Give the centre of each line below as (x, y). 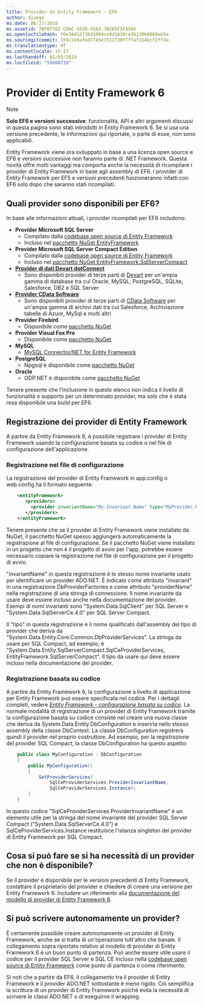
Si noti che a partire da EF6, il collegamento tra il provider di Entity (89, 977)
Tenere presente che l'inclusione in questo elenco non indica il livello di (95, 390)
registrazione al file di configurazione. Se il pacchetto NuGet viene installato (101, 543)
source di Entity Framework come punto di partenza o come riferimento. (96, 965)
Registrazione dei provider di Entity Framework (97, 422)
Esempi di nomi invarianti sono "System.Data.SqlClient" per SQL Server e (97, 606)
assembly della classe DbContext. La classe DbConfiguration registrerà (95, 731)
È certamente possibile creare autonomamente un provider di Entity (90, 933)
